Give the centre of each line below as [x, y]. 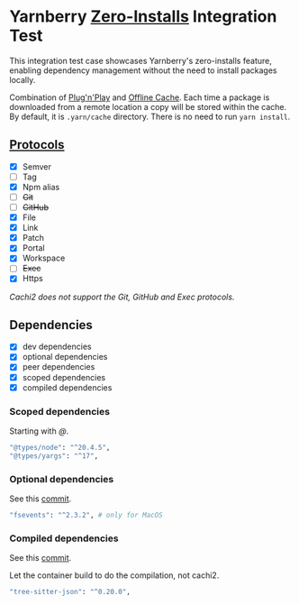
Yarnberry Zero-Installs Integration [143, 17]
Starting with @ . [39, 431]
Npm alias [41, 187]
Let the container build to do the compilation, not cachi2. [114, 575]
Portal [33, 248]
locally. [23, 79]
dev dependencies [57, 347]
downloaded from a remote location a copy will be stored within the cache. [148, 106]
